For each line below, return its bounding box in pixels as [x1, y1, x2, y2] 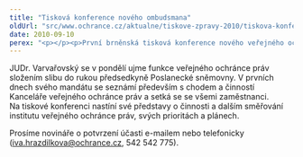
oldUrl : [9, 22, 39, 31]
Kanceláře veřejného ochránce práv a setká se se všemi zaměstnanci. [9, 92, 270, 102]
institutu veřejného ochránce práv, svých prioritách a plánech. [9, 110, 240, 121]
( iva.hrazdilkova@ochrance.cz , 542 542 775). [9, 137, 179, 148]
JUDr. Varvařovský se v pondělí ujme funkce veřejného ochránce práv [9, 63, 270, 74]
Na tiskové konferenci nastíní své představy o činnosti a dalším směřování [9, 100, 284, 112]
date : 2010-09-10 [9, 30, 75, 39]
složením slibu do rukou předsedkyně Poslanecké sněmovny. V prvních [9, 73, 274, 83]
